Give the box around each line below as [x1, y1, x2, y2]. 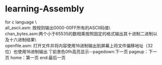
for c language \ [5, 19, 37, 25]
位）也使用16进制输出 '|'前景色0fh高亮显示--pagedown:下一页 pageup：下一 [5, 49, 157, 54]
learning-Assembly [5, 3, 85, 14]
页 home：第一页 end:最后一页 [5, 54, 66, 60]
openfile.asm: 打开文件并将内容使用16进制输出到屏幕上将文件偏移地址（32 [5, 43, 153, 48]
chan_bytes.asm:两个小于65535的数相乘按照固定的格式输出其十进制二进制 [5, 31, 153, 36]
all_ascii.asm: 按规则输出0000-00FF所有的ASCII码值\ [5, 25, 110, 31]
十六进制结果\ [9, 37, 37, 43]
